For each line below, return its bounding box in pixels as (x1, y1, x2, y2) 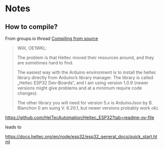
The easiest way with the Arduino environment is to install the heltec (17, 69, 157, 75)
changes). (17, 90, 38, 96)
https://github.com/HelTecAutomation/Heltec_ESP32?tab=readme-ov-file (5, 115, 155, 120)
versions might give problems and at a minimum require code (17, 85, 142, 91)
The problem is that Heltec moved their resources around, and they (17, 55, 154, 60)
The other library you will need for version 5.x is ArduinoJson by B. (17, 100, 153, 106)
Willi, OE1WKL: (17, 45, 47, 51)
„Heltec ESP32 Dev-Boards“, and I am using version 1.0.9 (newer (17, 80, 149, 86)
